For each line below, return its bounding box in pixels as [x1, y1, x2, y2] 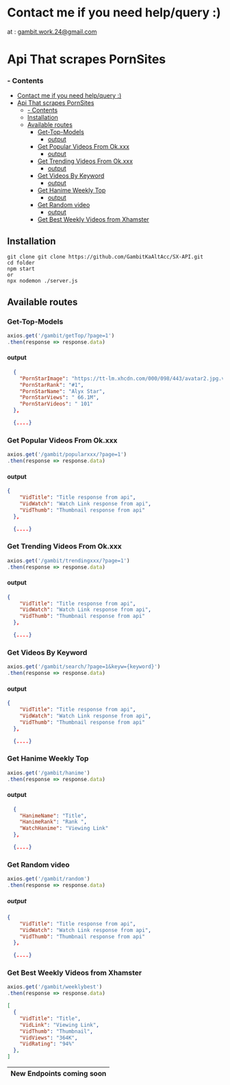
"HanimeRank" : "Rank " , [19, 818, 88, 826]
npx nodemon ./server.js [7, 278, 78, 285]
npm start [7, 265, 36, 272]
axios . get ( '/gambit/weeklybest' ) [7, 983, 103, 990]
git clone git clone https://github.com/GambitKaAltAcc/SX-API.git [7, 254, 204, 261]
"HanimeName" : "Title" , [19, 812, 88, 819]
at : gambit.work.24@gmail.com [7, 27, 97, 36]
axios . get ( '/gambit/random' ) [7, 876, 90, 883]
